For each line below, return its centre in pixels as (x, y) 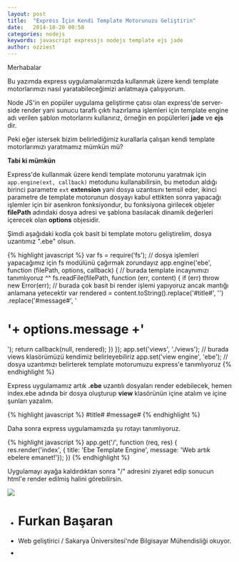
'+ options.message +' (76, 329)
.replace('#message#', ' (42, 301)
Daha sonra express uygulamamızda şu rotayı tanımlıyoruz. (94, 428)
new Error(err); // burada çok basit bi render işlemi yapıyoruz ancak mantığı (118, 285)
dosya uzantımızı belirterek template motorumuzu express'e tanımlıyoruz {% (119, 364)
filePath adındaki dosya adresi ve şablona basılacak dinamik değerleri (110, 212)
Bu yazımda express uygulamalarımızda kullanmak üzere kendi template (113, 81)
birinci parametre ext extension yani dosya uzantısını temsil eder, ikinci (112, 189)
